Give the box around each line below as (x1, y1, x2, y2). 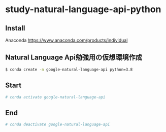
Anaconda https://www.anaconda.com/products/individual (5, 37, 128, 43)
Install (5, 24, 25, 32)
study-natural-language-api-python (5, 4, 161, 15)
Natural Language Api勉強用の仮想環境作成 (5, 53, 143, 62)
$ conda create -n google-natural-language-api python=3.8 (5, 67, 133, 72)
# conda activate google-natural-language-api (5, 94, 106, 100)
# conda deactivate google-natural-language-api (5, 122, 110, 127)
